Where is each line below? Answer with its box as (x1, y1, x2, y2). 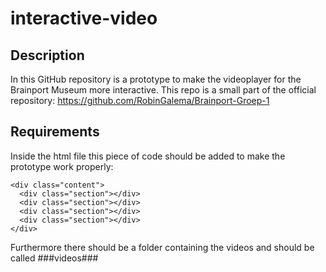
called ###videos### (10, 252, 99, 264)
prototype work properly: (10, 160, 114, 172)
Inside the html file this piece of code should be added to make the (10, 150, 286, 162)
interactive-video (10, 7, 158, 30)
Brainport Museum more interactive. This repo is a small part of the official (10, 84, 317, 96)
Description (10, 47, 85, 64)
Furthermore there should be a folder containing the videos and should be (10, 241, 315, 253)
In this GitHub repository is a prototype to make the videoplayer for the (10, 73, 302, 85)
